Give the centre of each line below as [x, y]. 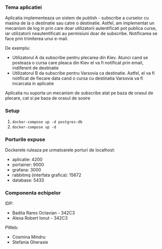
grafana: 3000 [27, 169]
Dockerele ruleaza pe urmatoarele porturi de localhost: [60, 150]
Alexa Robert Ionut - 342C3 [40, 218]
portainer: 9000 [28, 165]
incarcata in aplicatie [33, 83]
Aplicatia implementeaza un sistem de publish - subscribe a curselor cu [77, 18]
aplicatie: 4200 [27, 159]
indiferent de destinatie [35, 68]
